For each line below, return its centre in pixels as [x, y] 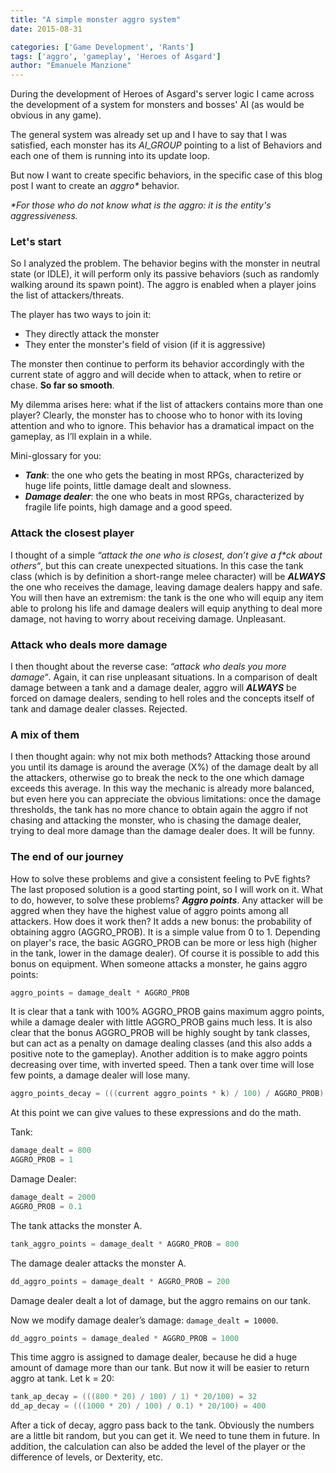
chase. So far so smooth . [62, 385]
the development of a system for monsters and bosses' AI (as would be [157, 105]
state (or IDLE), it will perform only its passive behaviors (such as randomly [165, 274]
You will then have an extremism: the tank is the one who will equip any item [167, 597]
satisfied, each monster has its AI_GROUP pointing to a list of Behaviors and [166, 145]
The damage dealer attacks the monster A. [98, 1263]
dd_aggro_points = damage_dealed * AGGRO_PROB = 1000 [125, 1338]
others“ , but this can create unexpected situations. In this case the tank [157, 565]
